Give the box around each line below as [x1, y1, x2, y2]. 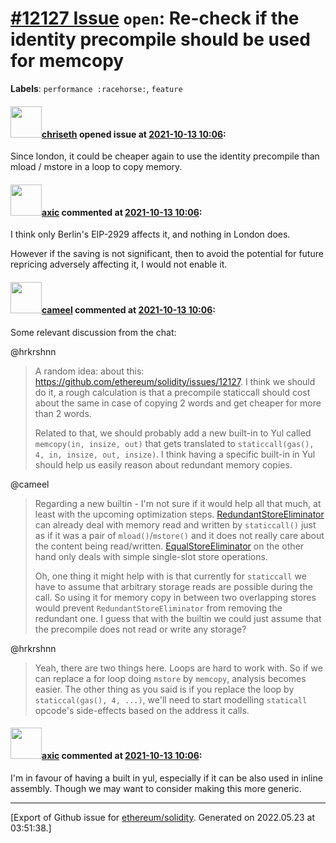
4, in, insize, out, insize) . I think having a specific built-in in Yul [34, 448, 316, 460]
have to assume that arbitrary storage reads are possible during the [34, 580, 313, 592]
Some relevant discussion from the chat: [10, 326, 177, 338]
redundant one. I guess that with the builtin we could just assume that [34, 612, 322, 624]
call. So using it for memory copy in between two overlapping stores [34, 591, 317, 603]
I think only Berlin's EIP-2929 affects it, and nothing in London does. [10, 228, 291, 241]
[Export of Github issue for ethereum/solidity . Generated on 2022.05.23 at [10, 811, 316, 823]
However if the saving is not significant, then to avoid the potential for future [10, 248, 324, 260]
